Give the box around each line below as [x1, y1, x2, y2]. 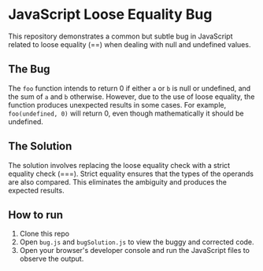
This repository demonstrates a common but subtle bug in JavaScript [8, 31, 234, 41]
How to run [8, 208, 64, 222]
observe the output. [19, 254, 84, 264]
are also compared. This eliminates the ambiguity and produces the [8, 177, 227, 186]
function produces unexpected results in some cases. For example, [8, 100, 227, 109]
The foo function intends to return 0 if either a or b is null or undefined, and [8, 83, 251, 93]
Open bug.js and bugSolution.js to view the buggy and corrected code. [19, 237, 254, 247]
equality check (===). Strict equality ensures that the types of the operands [8, 169, 254, 178]
